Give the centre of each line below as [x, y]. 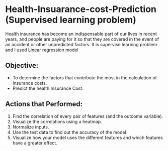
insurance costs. [30, 83]
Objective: [22, 65]
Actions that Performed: [44, 104]
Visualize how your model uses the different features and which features [88, 137]
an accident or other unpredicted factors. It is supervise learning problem [81, 44]
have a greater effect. [35, 143]
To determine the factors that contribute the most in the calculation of [85, 78]
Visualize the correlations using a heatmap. [57, 121]
